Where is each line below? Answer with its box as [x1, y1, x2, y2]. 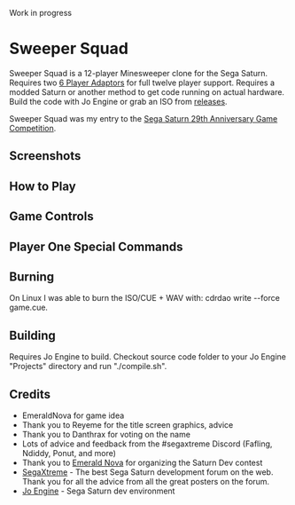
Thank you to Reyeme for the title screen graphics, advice [21, 419, 234, 430]
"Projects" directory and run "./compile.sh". [9, 361, 167, 372]
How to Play [9, 178, 77, 193]
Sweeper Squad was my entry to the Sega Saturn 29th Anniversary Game [9, 113, 278, 123]
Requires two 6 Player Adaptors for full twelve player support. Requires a [9, 77, 276, 88]
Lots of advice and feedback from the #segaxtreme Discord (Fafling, [21, 438, 273, 449]
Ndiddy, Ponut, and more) [21, 447, 117, 458]
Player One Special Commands [9, 239, 183, 254]
